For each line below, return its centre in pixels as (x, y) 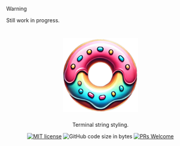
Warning (16, 9)
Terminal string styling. (100, 125)
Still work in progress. (33, 20)
